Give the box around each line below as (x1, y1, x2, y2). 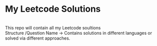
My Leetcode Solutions (5, 3, 101, 15)
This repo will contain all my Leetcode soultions (5, 24, 101, 30)
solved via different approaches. (5, 35, 70, 41)
